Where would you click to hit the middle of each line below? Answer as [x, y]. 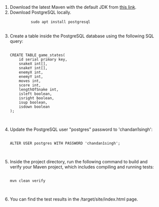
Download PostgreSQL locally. [40, 12]
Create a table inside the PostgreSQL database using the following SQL [82, 36]
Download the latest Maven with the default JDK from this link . [73, 7]
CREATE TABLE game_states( [37, 55]
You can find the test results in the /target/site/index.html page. [74, 199]
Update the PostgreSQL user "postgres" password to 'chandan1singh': [81, 129]
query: [16, 41]
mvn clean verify [28, 181]
